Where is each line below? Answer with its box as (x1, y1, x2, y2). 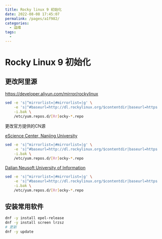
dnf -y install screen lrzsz (5, 220, 64, 225)
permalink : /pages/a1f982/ (5, 16, 60, 21)
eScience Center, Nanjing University (5, 133, 78, 139)
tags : (5, 30, 16, 35)
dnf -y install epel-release (5, 216, 64, 221)
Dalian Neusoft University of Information (5, 165, 86, 170)
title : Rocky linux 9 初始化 (5, 7, 62, 12)
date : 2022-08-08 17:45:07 (5, 12, 60, 17)
